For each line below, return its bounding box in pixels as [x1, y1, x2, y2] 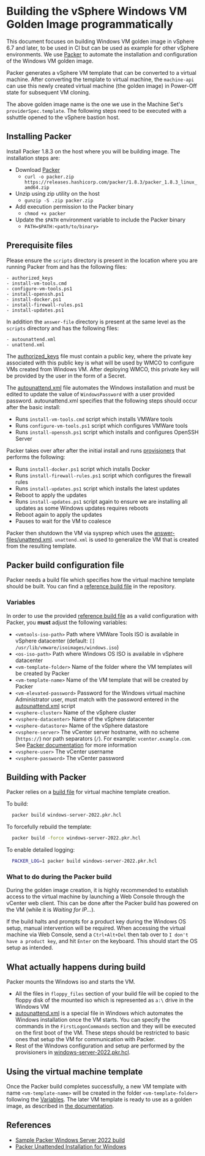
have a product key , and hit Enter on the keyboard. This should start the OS [6, 938, 198, 945]
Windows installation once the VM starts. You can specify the [15, 1016, 170, 1023]
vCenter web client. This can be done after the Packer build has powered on [6, 900, 199, 907]
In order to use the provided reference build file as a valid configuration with [6, 612, 198, 619]
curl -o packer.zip [24, 174, 75, 180]
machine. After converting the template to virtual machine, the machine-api [6, 75, 195, 83]
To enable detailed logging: [6, 846, 75, 854]
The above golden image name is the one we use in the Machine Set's [6, 100, 184, 108]
